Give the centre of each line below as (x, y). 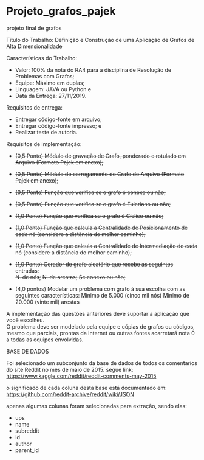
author (23, 444)
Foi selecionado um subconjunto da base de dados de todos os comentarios (102, 363)
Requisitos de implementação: (44, 144)
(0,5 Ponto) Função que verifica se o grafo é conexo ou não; (90, 192)
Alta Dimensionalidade (34, 46)
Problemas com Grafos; (45, 76)
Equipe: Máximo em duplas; (50, 83)
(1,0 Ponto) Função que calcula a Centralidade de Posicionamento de (101, 228)
